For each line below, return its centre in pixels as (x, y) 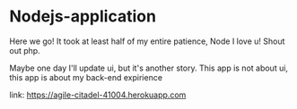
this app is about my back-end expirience (86, 77)
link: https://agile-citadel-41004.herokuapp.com (98, 95)
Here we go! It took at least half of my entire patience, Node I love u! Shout (147, 41)
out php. (25, 50)
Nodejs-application (83, 17)
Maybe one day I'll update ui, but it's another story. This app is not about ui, (149, 68)
